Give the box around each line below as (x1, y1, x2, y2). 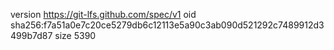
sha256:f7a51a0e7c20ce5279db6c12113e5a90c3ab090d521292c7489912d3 (10, 19, 325, 31)
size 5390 (54, 30, 97, 41)
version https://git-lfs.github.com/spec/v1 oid (10, 9, 197, 20)
